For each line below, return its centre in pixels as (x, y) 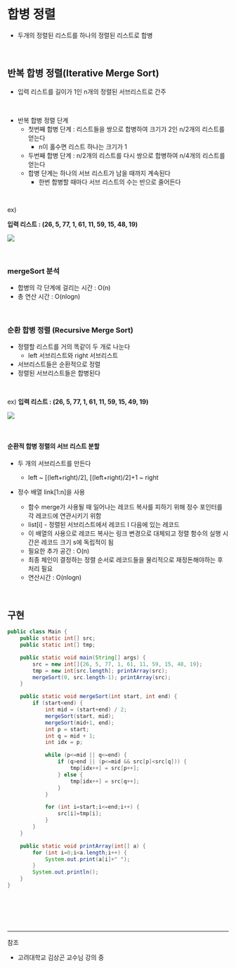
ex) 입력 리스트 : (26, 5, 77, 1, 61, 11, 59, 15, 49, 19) (78, 402)
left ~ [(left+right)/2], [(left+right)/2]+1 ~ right (93, 477)
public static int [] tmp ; (58, 645)
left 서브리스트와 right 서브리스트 (73, 356)
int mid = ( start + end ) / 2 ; (86, 710)
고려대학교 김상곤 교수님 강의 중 (60, 957)
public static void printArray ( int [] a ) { (83, 846)
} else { (70, 775)
